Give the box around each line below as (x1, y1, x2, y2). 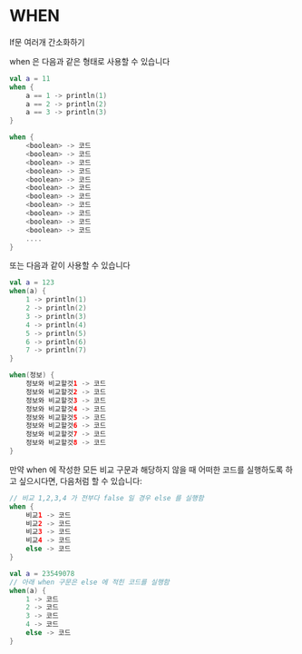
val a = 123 (9, 278, 54, 287)
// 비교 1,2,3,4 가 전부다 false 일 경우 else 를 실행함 (9, 493, 204, 502)
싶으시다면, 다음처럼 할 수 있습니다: (18, 475, 142, 486)
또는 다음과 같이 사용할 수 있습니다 (9, 260, 131, 271)
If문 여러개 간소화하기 (9, 36, 85, 47)
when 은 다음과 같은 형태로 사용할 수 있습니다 (9, 55, 170, 66)
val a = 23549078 (9, 569, 75, 578)
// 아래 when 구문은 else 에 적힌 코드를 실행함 (9, 578, 170, 587)
